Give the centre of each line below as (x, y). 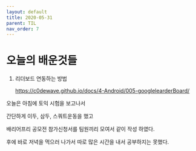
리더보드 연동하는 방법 (41, 79)
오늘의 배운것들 (42, 61)
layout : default (27, 12)
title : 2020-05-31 (29, 18)
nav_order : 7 (23, 29)
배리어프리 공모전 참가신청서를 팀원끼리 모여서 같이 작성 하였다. (81, 129)
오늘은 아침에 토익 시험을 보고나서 (46, 103)
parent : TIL (21, 23)
